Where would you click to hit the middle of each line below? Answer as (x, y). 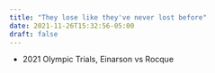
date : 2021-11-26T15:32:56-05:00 (72, 26)
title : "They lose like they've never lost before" (108, 17)
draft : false (34, 34)
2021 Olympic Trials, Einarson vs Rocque (98, 60)
